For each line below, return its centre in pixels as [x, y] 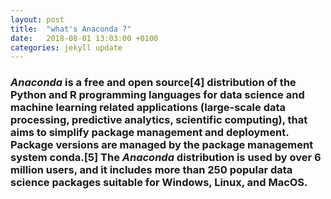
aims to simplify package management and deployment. [150, 133]
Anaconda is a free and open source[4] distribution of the [153, 83]
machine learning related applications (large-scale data [148, 108]
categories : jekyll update [66, 47]
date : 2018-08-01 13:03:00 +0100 [84, 38]
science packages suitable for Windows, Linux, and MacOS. [159, 183]
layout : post [37, 19]
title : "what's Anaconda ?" [71, 29]
